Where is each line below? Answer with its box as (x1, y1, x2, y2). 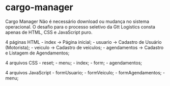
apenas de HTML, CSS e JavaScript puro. (5, 29, 93, 35)
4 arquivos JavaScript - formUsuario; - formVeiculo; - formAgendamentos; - (5, 69, 165, 75)
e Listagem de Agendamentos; (5, 50, 70, 56)
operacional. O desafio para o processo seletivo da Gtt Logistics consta (5, 23, 155, 30)
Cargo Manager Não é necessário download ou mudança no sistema (5, 18, 149, 24)
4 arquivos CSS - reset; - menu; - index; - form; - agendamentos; (5, 60, 143, 66)
